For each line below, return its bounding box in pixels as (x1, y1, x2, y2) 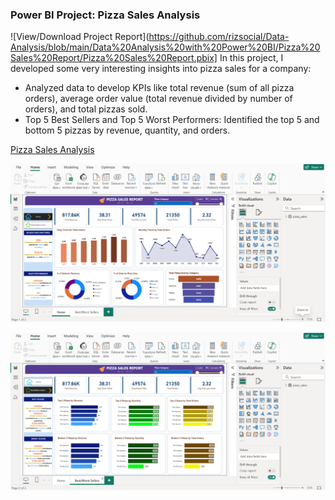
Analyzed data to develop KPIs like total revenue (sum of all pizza (24, 82, 295, 94)
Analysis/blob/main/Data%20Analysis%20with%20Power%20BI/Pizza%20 (10, 41, 321, 53)
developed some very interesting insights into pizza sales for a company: (10, 63, 312, 75)
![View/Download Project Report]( (10, 31, 150, 43)
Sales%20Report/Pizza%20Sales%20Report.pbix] (10, 52, 218, 64)
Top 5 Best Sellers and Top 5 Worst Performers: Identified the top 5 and (24, 114, 320, 126)
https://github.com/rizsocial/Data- (148, 31, 290, 43)
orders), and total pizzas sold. (24, 103, 148, 115)
